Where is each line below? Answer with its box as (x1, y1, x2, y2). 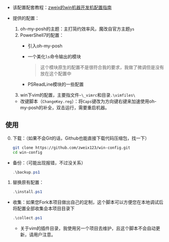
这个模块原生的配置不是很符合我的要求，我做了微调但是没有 (40, 65, 164, 70)
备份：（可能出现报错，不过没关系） (12, 159, 86, 165)
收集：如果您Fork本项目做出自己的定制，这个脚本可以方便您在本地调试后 (12, 199, 164, 205)
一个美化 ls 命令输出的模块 (27, 53, 81, 59)
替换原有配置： (12, 179, 44, 186)
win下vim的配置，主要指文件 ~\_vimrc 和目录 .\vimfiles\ (20, 92, 136, 98)
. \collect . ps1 (12, 216, 42, 221)
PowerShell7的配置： (20, 32, 64, 38)
